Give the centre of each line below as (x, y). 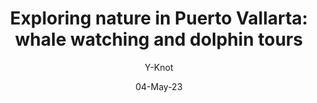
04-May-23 (159, 86)
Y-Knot (159, 67)
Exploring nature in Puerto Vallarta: (159, 18)
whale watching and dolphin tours (159, 39)
